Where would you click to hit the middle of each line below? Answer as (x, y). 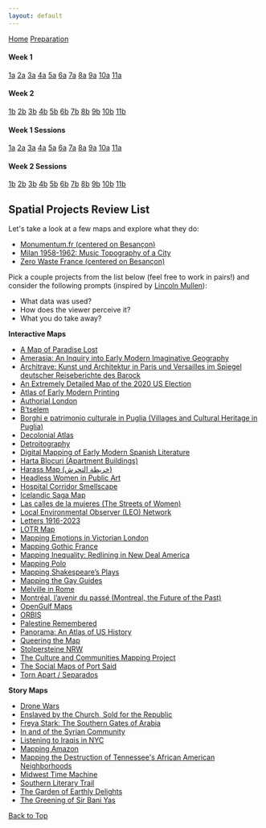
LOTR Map (37, 529)
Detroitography (45, 444)
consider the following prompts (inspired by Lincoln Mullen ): (108, 286)
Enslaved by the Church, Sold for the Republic (96, 714)
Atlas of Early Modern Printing (70, 392)
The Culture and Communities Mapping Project (98, 658)
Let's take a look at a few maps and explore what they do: (104, 229)
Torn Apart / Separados (59, 675)
